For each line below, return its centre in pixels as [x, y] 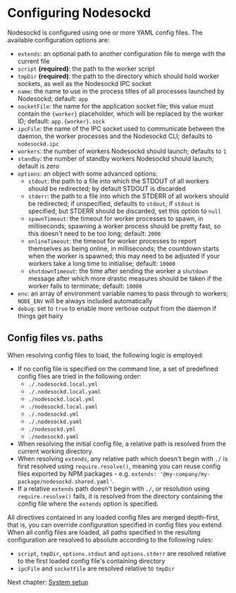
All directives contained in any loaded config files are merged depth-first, [113, 517]
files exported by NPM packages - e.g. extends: [87, 473]
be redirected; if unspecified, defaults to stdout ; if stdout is [114, 203]
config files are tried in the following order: [79, 376]
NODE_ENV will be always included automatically [85, 300]
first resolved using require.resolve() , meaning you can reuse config [119, 466]
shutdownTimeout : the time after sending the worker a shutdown [118, 271]
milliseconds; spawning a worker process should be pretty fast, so [124, 226]
